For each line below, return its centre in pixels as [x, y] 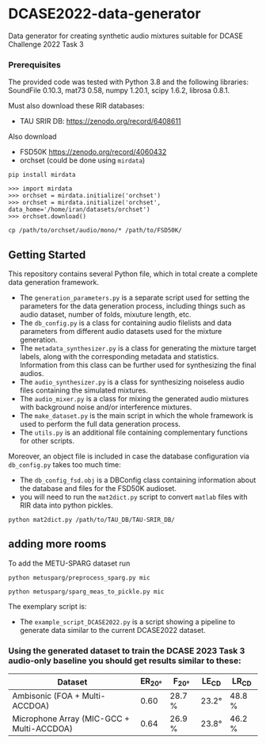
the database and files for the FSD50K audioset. [98, 489]
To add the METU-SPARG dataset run [69, 563]
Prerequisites [34, 64]
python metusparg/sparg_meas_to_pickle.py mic [86, 592]
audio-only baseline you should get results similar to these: [125, 661]
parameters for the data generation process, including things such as [132, 306]
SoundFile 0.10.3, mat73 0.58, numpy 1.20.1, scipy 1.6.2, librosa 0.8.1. [119, 90]
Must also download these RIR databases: [76, 106]
